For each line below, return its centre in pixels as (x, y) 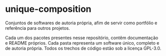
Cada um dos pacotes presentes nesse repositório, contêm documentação (82, 38)
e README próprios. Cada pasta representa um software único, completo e (82, 43)
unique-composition (48, 9)
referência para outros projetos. (38, 28)
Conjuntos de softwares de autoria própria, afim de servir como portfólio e (81, 23)
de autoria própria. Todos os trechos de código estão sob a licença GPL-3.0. (83, 48)
